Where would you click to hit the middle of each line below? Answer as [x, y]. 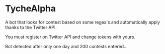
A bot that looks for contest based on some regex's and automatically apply [82, 22]
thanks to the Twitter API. [31, 27]
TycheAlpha [31, 9]
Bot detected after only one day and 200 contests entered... [66, 46]
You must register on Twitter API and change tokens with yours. [70, 37]
